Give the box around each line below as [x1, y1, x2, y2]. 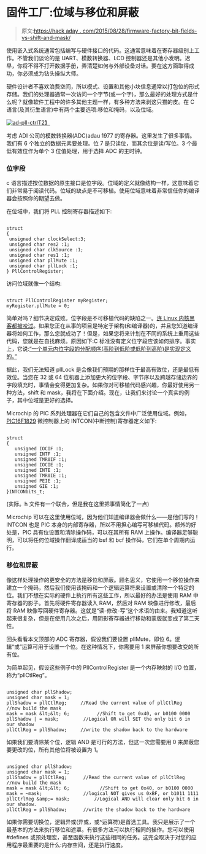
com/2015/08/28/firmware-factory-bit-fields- [82, 27, 197, 34]
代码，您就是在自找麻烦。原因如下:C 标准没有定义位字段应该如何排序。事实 [6, 337, 196, 345]
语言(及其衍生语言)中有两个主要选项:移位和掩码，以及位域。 [6, 106, 158, 113]
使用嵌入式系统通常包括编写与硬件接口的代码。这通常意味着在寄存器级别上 [6, 47, 194, 54]
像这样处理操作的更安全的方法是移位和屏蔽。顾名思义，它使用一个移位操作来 [6, 576, 200, 584]
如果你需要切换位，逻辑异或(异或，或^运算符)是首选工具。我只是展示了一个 [6, 818, 196, 825]
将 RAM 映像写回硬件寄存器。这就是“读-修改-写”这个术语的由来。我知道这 [6, 606, 193, 614]
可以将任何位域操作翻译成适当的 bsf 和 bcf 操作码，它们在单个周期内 [17, 536, 190, 544]
